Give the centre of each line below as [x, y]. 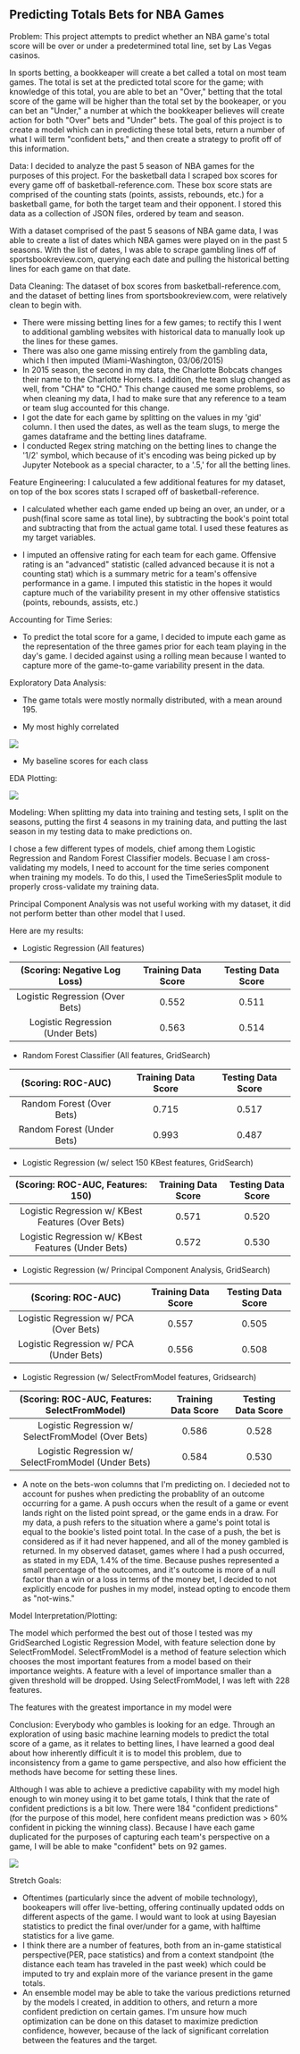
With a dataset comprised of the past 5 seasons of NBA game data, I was [144, 231]
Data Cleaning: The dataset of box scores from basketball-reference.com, [145, 286]
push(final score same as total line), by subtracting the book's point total [155, 518]
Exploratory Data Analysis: [58, 682]
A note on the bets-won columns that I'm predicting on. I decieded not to [156, 1484]
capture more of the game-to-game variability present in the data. [143, 665]
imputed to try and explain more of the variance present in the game [148, 1974]
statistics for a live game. [68, 1935]
